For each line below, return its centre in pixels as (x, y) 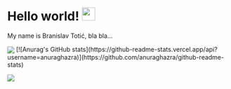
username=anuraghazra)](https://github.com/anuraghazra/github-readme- (116, 57)
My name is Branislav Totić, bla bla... (60, 36)
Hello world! (43, 16)
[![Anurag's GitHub (43, 49)
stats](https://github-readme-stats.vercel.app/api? (145, 49)
